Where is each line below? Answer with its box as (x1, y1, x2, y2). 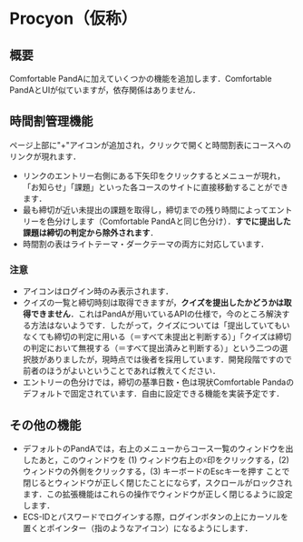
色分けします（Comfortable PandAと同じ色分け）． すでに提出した (46, 216, 292, 226)
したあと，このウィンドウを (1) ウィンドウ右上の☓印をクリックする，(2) (22, 454, 290, 465)
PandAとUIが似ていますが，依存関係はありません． (9, 85, 201, 95)
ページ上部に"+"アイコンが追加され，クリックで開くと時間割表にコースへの (9, 139, 292, 150)
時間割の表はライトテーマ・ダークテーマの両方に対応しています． (22, 238, 269, 249)
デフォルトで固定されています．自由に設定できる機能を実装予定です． (22, 388, 284, 399)
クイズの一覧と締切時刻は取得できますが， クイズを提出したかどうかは (22, 297, 284, 308)
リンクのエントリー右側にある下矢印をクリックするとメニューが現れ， (22, 170, 286, 181)
